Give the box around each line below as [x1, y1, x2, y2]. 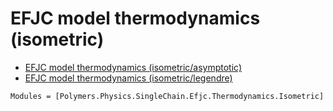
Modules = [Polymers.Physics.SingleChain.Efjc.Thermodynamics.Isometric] [10, 91, 325, 101]
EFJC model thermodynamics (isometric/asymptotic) [24, 61, 243, 73]
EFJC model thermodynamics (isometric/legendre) [24, 72, 233, 84]
